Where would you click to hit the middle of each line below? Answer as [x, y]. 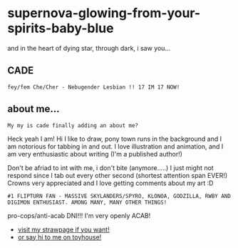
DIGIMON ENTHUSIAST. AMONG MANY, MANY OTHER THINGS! [87, 202]
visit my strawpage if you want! [63, 229]
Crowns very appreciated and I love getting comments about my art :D [110, 183]
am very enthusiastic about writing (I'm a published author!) [95, 154]
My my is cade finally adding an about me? [73, 125]
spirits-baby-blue [61, 28]
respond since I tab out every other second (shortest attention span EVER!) [118, 175]
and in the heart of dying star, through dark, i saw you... [89, 48]
